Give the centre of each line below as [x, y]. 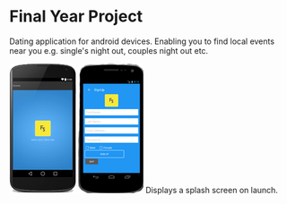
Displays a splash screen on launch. [211, 190]
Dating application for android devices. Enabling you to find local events [142, 41]
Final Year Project [76, 17]
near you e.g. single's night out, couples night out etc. [109, 50]
